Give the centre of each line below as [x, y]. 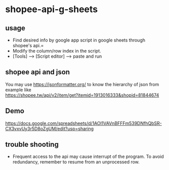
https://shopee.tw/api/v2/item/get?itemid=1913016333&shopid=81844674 [82, 95]
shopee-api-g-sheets [51, 9]
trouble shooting [32, 144]
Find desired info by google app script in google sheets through [79, 40]
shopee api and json [37, 72]
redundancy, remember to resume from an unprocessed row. [76, 162]
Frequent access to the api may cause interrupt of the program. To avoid [88, 157]
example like [18, 90]
